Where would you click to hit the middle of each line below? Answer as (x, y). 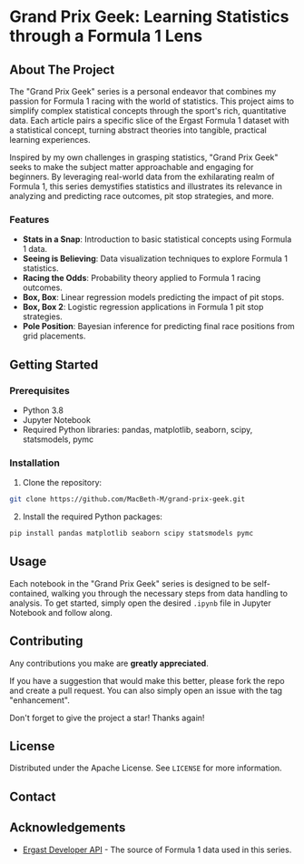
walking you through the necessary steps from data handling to (170, 593)
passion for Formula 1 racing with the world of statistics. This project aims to (152, 101)
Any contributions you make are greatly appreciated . (109, 663)
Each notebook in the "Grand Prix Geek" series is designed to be (130, 583)
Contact (33, 796)
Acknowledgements (68, 828)
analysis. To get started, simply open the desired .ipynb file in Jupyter (141, 603)
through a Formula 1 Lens (106, 36)
